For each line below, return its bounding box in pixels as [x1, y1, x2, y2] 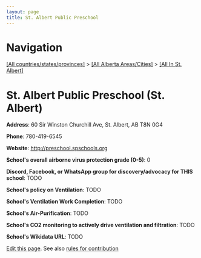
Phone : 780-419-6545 [6, 133, 62, 140]
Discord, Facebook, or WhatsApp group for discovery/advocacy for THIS [6, 168, 193, 176]
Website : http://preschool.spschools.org [6, 145, 108, 152]
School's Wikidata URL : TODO [6, 233, 84, 240]
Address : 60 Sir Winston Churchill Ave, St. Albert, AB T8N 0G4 [6, 121, 163, 128]
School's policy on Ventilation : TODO [6, 186, 102, 194]
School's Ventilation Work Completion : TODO [6, 198, 123, 205]
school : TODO [6, 174, 42, 182]
